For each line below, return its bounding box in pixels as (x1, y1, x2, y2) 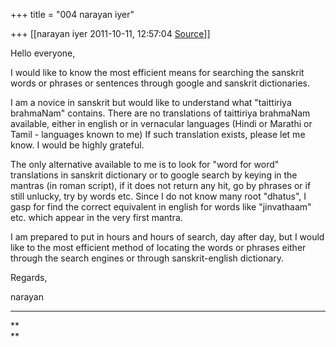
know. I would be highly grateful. (10, 139, 145, 151)
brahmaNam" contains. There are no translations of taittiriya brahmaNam (10, 107, 311, 119)
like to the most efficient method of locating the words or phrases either (10, 242, 307, 253)
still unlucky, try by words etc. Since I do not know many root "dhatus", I (10, 190, 307, 202)
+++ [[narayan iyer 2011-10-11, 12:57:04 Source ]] (10, 28, 211, 39)
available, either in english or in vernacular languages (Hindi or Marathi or (10, 118, 313, 129)
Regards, (10, 272, 48, 283)
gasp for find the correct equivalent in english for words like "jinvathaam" (10, 201, 312, 213)
